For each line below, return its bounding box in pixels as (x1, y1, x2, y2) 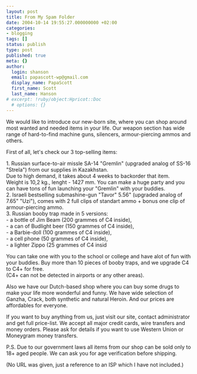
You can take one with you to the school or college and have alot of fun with (6, 252, 191, 260)
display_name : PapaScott (11, 80, 73, 86)
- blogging (6, 31, 33, 37)
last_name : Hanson (11, 91, 57, 97)
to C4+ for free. (6, 265, 44, 272)
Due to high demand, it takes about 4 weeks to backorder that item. (6, 172, 170, 179)
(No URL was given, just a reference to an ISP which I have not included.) (6, 361, 184, 368)
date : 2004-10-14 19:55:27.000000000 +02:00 (6, 19, 117, 25)
